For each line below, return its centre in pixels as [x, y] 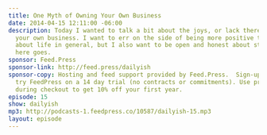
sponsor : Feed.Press [43, 60]
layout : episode [35, 119]
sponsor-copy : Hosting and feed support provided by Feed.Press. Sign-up [135, 75]
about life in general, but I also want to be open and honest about [133, 45]
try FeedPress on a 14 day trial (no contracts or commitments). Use [133, 82]
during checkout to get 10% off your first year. [99, 89]
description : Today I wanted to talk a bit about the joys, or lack [124, 30]
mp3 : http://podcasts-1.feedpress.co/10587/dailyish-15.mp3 [110, 112]
